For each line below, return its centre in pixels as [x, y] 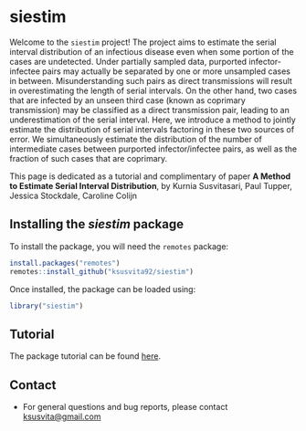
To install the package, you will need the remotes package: [119, 246]
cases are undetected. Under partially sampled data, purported [128, 61]
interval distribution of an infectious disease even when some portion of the [152, 51]
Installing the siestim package [97, 224]
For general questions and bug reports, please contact [125, 407]
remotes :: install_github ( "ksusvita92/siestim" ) [102, 271]
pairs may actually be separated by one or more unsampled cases [166, 71]
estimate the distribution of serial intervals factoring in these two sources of [152, 129]
